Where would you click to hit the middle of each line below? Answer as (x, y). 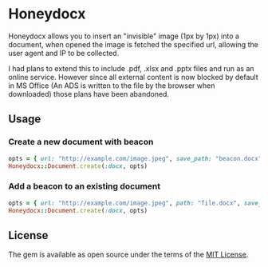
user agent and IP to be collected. (64, 53)
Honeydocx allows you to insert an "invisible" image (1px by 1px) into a (124, 36)
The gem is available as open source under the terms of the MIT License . (128, 255)
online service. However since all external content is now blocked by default (133, 77)
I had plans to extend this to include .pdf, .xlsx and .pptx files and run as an (131, 68)
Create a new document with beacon (81, 142)
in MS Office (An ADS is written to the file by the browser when (112, 86)
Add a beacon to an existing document (85, 186)
